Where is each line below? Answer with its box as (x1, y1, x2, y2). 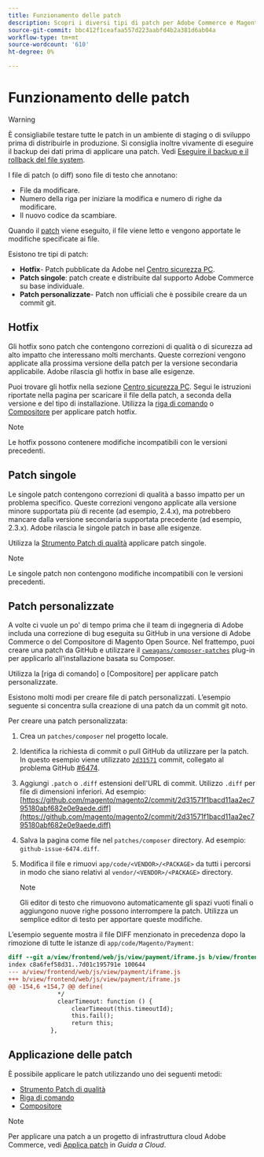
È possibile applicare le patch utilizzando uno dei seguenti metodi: (8, 1069, 222, 1078)
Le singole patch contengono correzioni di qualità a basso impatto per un (8, 489, 245, 499)
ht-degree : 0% (8, 48, 55, 56)
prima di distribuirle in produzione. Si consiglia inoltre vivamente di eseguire (8, 138, 254, 148)
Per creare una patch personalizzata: (8, 716, 128, 725)
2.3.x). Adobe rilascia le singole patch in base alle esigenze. (8, 523, 202, 532)
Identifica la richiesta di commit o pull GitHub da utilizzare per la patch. (19, 747, 249, 756)
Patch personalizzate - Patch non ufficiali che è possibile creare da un (19, 289, 247, 299)
